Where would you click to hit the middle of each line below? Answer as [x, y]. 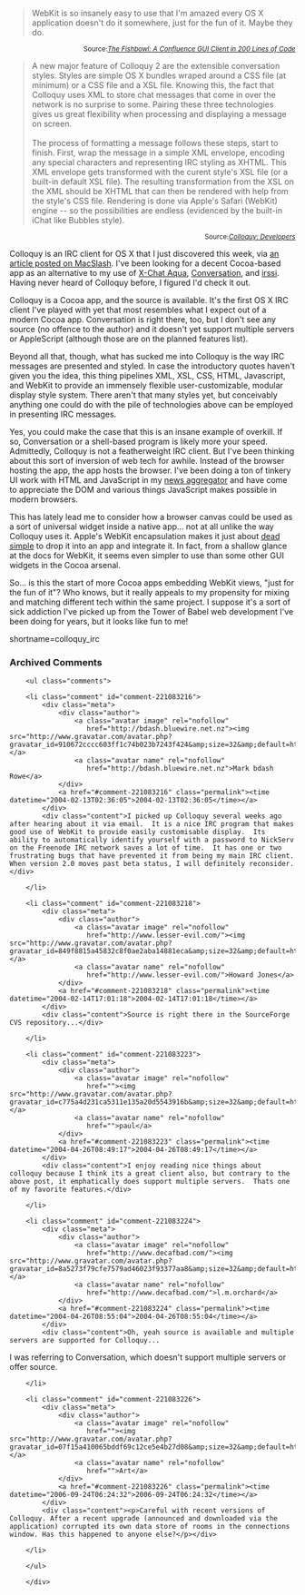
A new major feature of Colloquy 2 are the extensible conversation [156, 66]
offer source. [34, 1367]
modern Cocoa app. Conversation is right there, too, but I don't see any [143, 320]
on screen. [52, 123]
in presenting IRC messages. [63, 414]
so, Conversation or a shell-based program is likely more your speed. [138, 441]
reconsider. [272, 864]
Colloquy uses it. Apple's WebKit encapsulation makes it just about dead [145, 536]
